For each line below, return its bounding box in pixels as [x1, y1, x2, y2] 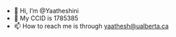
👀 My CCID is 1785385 [13, 14, 79, 22]
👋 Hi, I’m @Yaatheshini [13, 7, 79, 15]
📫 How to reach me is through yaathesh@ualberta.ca [13, 22, 169, 30]
